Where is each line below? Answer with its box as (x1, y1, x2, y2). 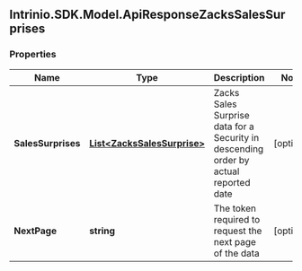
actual (213, 165, 240, 178)
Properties (9, 48, 57, 61)
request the (213, 224, 262, 237)
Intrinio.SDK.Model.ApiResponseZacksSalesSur (9, 7, 286, 22)
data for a (213, 120, 254, 133)
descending (213, 143, 264, 155)
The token (213, 202, 257, 214)
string (89, 224, 115, 237)
